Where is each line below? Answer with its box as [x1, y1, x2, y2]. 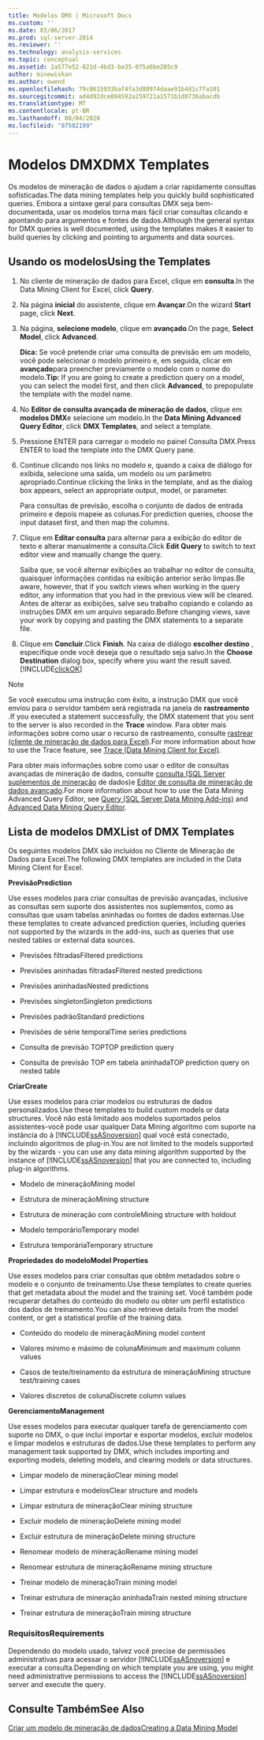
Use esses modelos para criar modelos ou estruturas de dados [8, 1097, 213, 1107]
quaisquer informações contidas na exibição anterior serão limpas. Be [19, 573, 245, 583]
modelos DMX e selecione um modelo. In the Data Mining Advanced [19, 412, 242, 423]
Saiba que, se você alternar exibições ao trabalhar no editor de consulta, [19, 565, 256, 574]
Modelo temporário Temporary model [19, 1225, 139, 1235]
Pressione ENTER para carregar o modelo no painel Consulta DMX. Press [19, 436, 256, 446]
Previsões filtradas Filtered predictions [19, 951, 143, 960]
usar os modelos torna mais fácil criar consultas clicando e [56, 207, 248, 216]
